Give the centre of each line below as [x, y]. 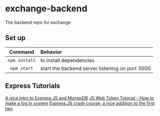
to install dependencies [68, 60]
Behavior [51, 52]
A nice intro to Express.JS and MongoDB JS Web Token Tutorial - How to [80, 98]
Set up [15, 38]
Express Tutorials [33, 86]
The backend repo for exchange [38, 22]
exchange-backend [46, 9]
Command [22, 52]
